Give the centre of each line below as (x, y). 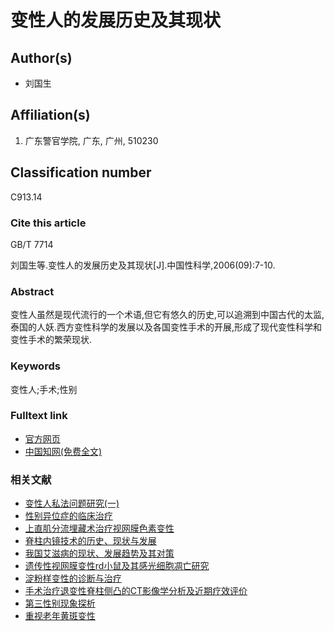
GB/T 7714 (32, 244)
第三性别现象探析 (60, 603)
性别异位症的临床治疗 (68, 516)
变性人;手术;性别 (44, 389)
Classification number (81, 172)
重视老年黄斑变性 (60, 616)
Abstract (32, 291)
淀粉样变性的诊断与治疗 (73, 578)
